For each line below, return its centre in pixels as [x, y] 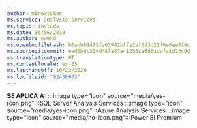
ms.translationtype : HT [41, 58]
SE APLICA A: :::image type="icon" [57, 96]
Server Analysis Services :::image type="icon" [118, 103]
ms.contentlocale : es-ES [42, 64]
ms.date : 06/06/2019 [36, 32]
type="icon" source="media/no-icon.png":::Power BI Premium [95, 118]
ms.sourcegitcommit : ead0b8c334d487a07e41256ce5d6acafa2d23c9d [99, 52]
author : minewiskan [35, 13]
